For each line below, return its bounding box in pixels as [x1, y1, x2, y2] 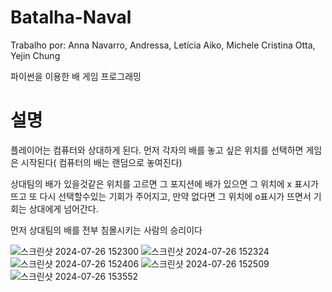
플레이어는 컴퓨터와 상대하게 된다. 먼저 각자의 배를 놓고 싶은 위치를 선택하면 [10, 144, 304, 156]
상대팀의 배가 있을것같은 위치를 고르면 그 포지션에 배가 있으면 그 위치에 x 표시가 [10, 177, 319, 190]
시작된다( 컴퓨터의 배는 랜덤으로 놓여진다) [20, 156, 183, 168]
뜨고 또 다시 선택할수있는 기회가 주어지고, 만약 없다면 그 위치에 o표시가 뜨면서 [10, 190, 312, 202]
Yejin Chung [10, 49, 61, 61]
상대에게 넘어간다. [28, 202, 99, 215]
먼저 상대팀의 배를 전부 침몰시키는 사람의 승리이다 [10, 224, 203, 236]
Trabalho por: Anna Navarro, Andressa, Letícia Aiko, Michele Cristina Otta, [10, 39, 316, 51]
